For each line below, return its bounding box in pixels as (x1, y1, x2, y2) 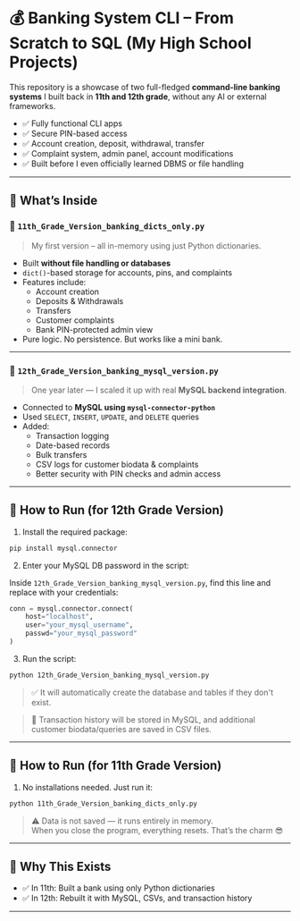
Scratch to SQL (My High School (9, 33, 252, 54)
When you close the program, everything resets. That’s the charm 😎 (30, 824, 284, 835)
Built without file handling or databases (21, 258, 171, 268)
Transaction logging (35, 430, 110, 441)
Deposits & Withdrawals (35, 295, 124, 306)
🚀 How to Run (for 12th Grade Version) (9, 503, 225, 518)
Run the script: (21, 653, 77, 663)
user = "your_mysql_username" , (25, 621, 134, 629)
